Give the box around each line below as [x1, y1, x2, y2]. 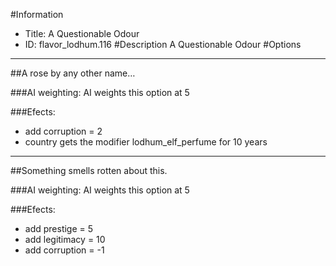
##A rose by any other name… [10, 67, 136, 79]
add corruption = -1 [24, 244, 105, 256]
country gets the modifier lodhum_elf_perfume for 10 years [24, 136, 268, 148]
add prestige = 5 [24, 223, 94, 234]
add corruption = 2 [24, 125, 103, 137]
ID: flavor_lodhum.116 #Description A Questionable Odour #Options [24, 39, 302, 50]
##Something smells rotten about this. [10, 165, 168, 176]
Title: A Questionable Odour [24, 28, 140, 39]
